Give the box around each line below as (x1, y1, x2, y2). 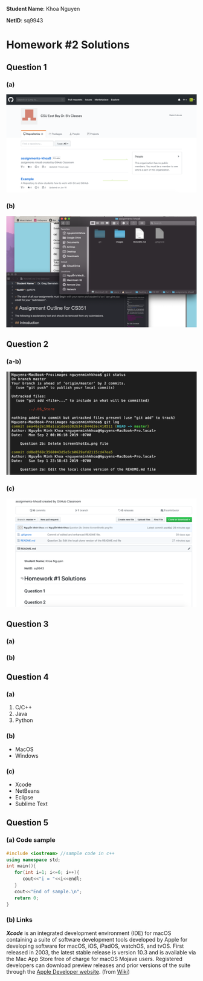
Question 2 (6, 339, 49, 350)
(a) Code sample (6, 836, 56, 844)
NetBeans (14, 787, 40, 795)
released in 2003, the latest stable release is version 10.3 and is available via (6, 948, 196, 956)
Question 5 (6, 818, 49, 828)
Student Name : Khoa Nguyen (6, 5, 80, 12)
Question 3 (6, 618, 49, 629)
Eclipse (14, 793, 34, 801)
